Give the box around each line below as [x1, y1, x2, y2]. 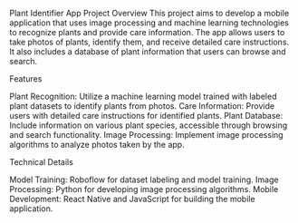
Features [9, 73, 43, 84]
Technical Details [9, 157, 74, 167]
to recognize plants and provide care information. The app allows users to [9, 27, 285, 37]
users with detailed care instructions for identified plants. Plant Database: [9, 111, 284, 121]
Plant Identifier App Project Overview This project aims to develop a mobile [9, 8, 290, 18]
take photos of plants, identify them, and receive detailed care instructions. [9, 36, 290, 47]
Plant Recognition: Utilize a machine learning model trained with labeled [9, 91, 277, 102]
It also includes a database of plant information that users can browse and [9, 46, 287, 57]
